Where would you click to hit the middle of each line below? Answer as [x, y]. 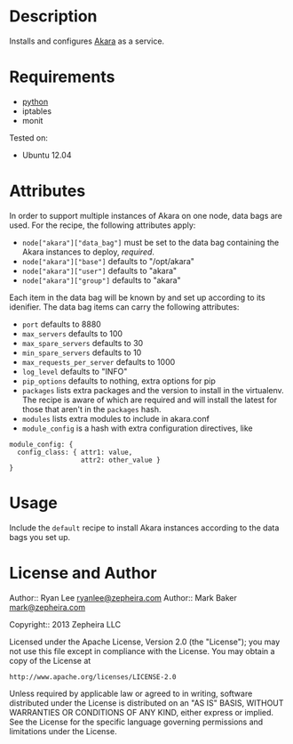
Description [53, 16]
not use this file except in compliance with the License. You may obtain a [142, 651]
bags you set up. [40, 537]
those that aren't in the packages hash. [91, 409]
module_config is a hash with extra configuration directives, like [137, 428]
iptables [36, 111]
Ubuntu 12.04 [47, 155]
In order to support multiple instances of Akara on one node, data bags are [146, 215]
